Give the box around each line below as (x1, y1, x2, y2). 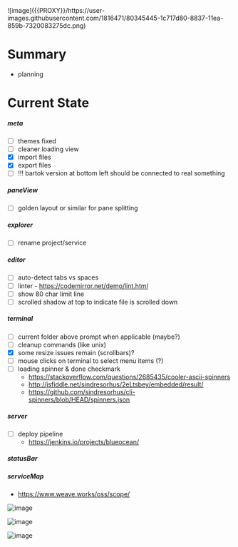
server (7, 411, 28, 420)
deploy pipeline (17, 429, 63, 438)
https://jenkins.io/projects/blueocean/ (28, 438, 140, 446)
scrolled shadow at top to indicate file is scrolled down (17, 297, 178, 306)
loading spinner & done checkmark (17, 364, 121, 373)
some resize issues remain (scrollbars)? (17, 348, 135, 357)
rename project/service (17, 238, 87, 247)
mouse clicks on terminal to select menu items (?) (17, 356, 164, 365)
